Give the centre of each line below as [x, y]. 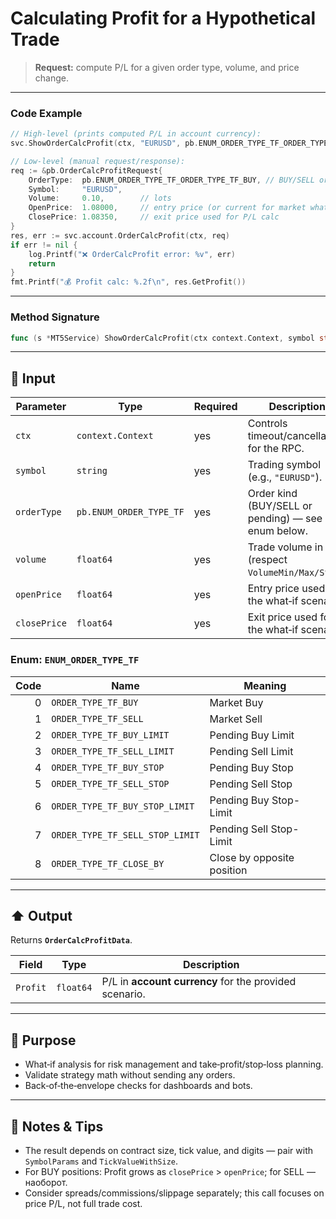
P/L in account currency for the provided [199, 982]
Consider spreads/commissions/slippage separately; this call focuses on [174, 1193]
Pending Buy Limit [252, 735]
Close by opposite [252, 857]
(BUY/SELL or [280, 506]
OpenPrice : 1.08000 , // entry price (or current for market [167, 208]
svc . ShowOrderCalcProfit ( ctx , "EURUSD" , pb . [104, 143]
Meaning [265, 685]
